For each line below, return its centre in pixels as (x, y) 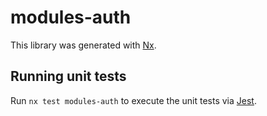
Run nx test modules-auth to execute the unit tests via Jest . (133, 100)
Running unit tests (68, 76)
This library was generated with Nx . (83, 45)
